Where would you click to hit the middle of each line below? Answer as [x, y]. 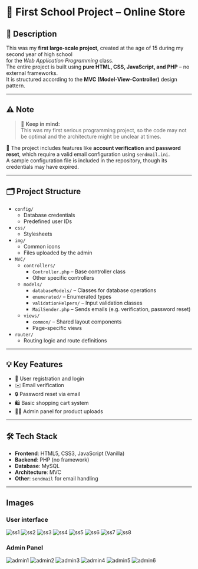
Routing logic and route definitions [65, 340]
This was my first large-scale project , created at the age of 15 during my [95, 48]
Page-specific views [57, 328]
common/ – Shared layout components [77, 322]
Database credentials [49, 215]
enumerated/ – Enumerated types [72, 296]
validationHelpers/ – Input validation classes [87, 303]
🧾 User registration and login [49, 379]
